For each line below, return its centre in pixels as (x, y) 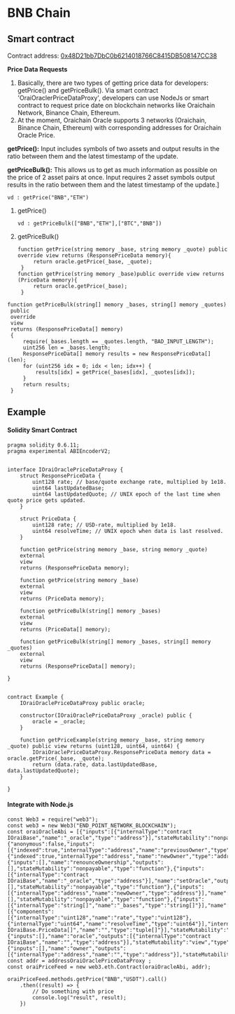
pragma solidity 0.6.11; (43, 445)
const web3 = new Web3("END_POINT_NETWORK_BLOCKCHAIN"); (92, 825)
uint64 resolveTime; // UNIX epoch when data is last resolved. (128, 531)
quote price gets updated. (47, 500)
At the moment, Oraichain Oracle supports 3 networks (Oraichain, (112, 120)
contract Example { (36, 697)
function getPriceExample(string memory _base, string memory (112, 740)
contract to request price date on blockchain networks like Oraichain (116, 105)
